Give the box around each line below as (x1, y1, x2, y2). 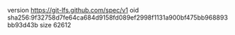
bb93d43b (7, 21, 39, 29)
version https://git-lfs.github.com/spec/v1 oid (7, 6, 139, 14)
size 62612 (40, 21, 71, 29)
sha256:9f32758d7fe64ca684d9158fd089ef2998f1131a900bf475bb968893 (7, 13, 229, 22)
